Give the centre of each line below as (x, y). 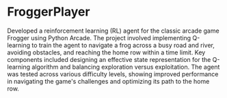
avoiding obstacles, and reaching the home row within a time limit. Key (106, 52)
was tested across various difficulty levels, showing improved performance (113, 74)
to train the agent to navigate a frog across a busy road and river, (123, 45)
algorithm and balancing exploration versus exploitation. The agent (126, 67)
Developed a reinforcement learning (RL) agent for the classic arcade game (113, 31)
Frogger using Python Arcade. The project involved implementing (99, 37)
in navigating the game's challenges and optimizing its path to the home (108, 81)
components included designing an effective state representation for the (109, 59)
